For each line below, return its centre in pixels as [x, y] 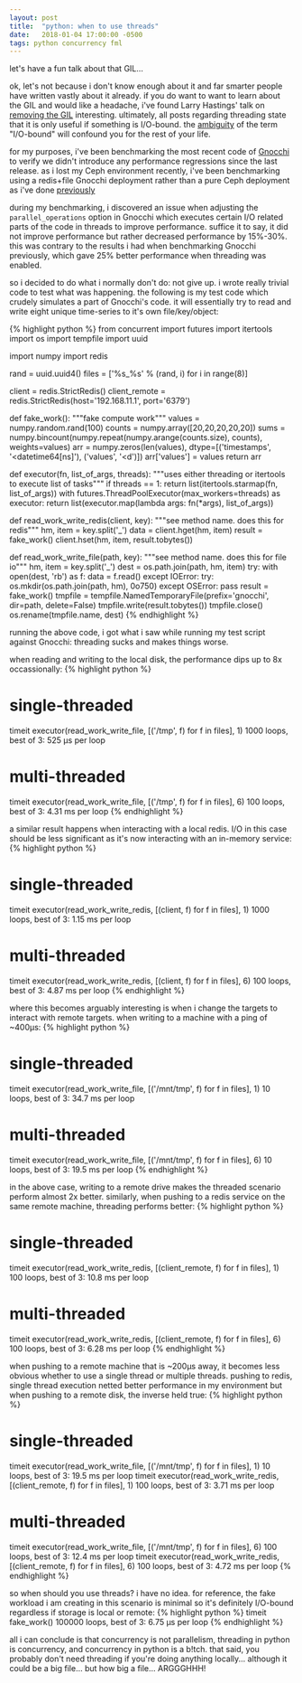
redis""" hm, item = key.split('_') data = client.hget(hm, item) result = [136, 531]
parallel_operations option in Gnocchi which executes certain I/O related [146, 217]
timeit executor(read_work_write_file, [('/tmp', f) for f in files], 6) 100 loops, [147, 802]
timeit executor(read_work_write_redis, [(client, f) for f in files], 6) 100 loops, [150, 981]
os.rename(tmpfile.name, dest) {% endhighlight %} [104, 615]
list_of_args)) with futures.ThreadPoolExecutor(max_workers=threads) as [145, 494]
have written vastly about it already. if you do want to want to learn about [145, 96]
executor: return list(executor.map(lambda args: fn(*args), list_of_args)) [142, 503]
